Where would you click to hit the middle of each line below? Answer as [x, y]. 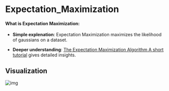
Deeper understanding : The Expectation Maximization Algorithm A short [88, 50]
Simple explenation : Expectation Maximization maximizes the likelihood [87, 35]
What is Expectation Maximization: [43, 23]
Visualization [26, 71]
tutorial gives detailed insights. [44, 55]
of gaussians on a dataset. [40, 40]
